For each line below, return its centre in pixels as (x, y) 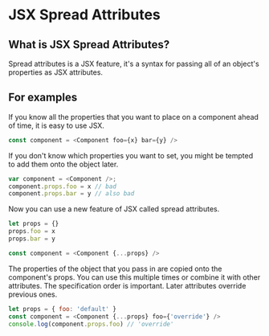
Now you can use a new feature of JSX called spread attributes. (114, 209)
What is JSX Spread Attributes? (89, 45)
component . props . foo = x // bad (62, 186)
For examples (43, 98)
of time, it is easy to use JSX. (56, 125)
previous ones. (33, 294)
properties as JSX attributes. (55, 72)
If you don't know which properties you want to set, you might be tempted (131, 155)
